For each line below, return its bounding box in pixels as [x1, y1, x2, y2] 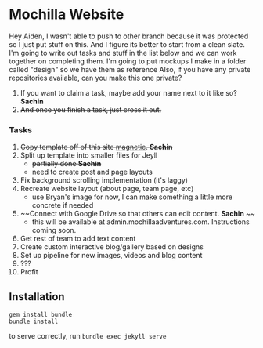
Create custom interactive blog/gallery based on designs [20, 242, 204, 252]
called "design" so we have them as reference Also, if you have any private [9, 64, 251, 74]
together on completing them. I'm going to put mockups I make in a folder [9, 56, 247, 66]
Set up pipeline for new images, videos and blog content [20, 251, 203, 260]
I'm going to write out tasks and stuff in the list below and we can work [9, 48, 237, 57]
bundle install [9, 317, 59, 326]
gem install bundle [9, 311, 73, 319]
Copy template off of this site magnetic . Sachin [20, 143, 173, 152]
